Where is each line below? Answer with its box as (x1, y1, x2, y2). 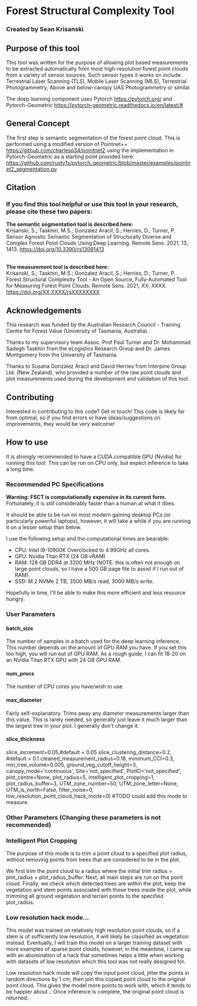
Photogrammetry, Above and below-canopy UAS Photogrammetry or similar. (6, 84, 191, 91)
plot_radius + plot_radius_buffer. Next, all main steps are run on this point (6, 874, 183, 881)
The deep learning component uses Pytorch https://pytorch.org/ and (6, 95, 172, 102)
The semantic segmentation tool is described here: (6, 221, 133, 228)
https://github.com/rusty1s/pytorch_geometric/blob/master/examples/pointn (6, 159, 191, 166)
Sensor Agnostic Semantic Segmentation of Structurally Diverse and (6, 234, 172, 241)
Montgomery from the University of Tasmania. (6, 351, 118, 358)
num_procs (6, 669, 35, 677)
